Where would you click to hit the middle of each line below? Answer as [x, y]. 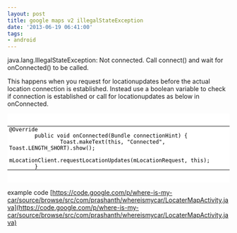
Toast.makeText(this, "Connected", [113, 142]
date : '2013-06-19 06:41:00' [50, 27]
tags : [15, 34]
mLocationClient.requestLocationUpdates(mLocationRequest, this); [110, 161]
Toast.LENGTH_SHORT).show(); [53, 148]
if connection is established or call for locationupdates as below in [103, 97]
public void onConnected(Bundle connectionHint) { [111, 136]
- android [22, 40]
